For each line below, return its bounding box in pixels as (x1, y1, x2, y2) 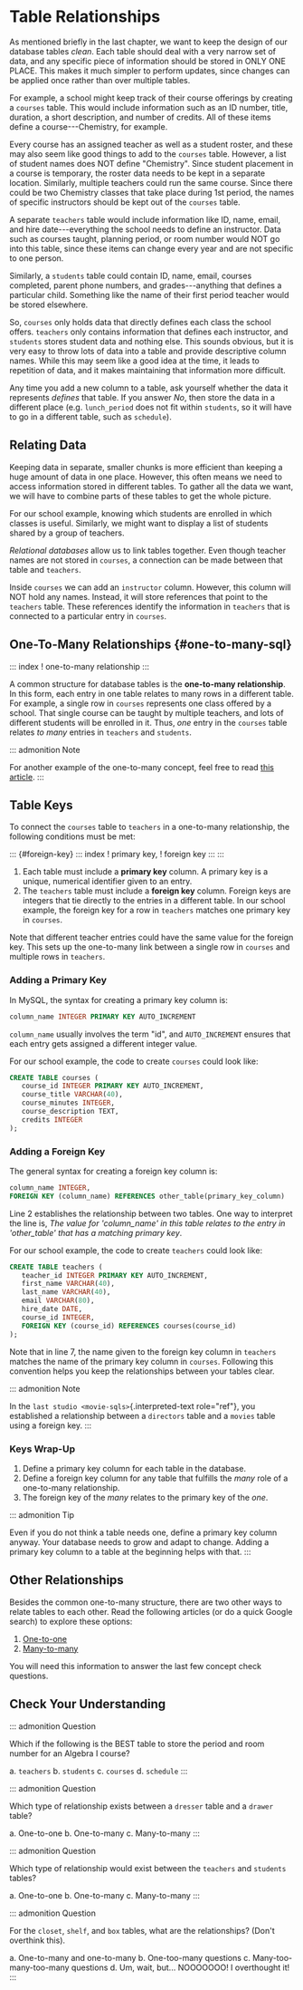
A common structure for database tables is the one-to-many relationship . (9, 678, 287, 690)
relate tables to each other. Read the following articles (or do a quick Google (9, 1606, 293, 1617)
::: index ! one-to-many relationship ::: (9, 661, 149, 671)
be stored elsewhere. (9, 299, 89, 310)
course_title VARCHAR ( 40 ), (21, 1090, 124, 1099)
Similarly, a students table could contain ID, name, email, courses (9, 270, 252, 281)
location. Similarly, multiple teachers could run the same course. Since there (9, 177, 293, 188)
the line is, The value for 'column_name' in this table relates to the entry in (9, 1217, 286, 1229)
